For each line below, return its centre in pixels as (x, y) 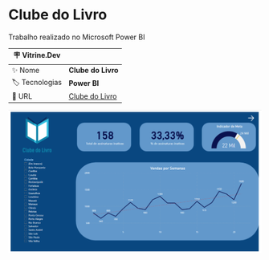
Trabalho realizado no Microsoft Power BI (77, 37)
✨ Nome (26, 70)
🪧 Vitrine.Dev (37, 55)
